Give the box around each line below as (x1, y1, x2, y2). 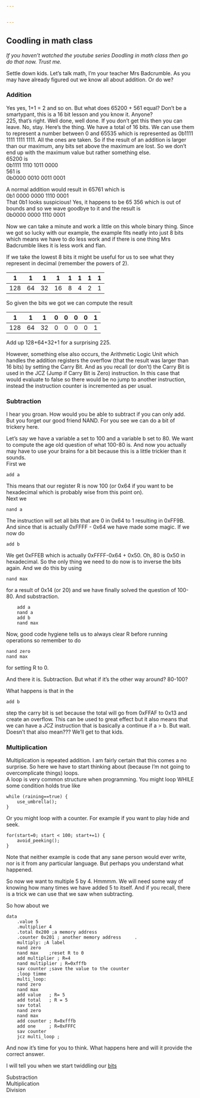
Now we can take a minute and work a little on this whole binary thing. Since (6, 222, 194, 230)
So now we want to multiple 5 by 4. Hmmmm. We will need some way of (6, 878, 184, 885)
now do (6, 530, 25, 537)
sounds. (6, 454, 26, 461)
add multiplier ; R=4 (17, 955, 70, 962)
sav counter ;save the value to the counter (17, 966, 130, 972)
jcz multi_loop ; (17, 1034, 60, 1040)
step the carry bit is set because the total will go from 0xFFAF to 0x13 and (6, 709, 187, 717)
